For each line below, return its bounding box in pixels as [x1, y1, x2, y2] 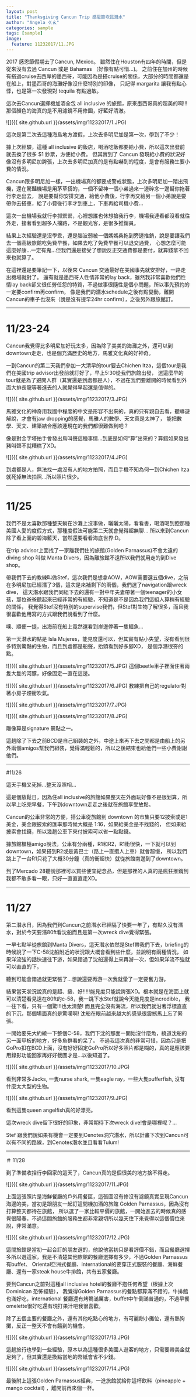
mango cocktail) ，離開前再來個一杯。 [6, 1384, 97, 1391]
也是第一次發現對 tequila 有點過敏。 [16, 87, 102, 94]
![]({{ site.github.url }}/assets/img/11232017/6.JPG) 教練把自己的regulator [6, 682, 182, 689]
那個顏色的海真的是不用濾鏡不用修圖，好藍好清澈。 [6, 107, 129, 114]
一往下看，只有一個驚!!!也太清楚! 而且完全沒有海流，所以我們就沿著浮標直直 [6, 1002, 188, 1009]
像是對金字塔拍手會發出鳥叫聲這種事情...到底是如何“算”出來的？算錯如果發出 [6, 435, 189, 442]
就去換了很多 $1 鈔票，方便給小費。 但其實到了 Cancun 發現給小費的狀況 [6, 151, 181, 158]
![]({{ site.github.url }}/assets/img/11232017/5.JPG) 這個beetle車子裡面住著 [6, 662, 185, 670]
